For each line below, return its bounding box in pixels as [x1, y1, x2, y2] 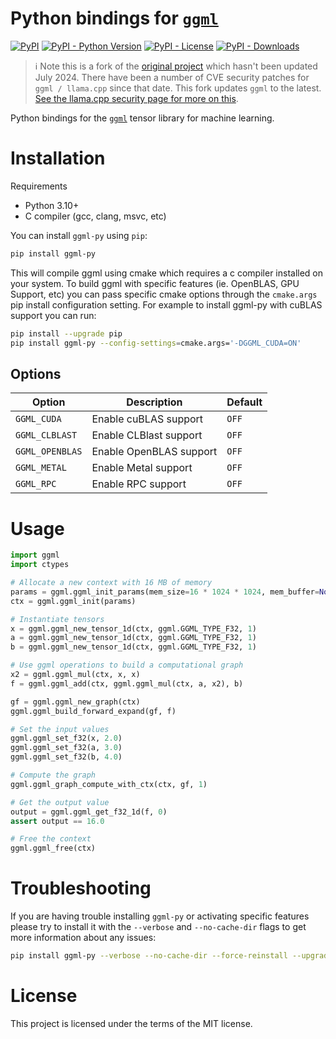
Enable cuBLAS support [91, 412, 204, 426]
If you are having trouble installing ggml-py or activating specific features [10, 910, 310, 922]
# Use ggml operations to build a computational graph [10, 660, 244, 671]
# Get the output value [10, 797, 110, 807]
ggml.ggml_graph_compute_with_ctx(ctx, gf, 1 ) [10, 779, 208, 789]
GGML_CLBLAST [15, 430, 78, 441]
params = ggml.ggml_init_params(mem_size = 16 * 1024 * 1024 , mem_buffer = [10, 587, 320, 597]
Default [226, 395, 263, 409]
